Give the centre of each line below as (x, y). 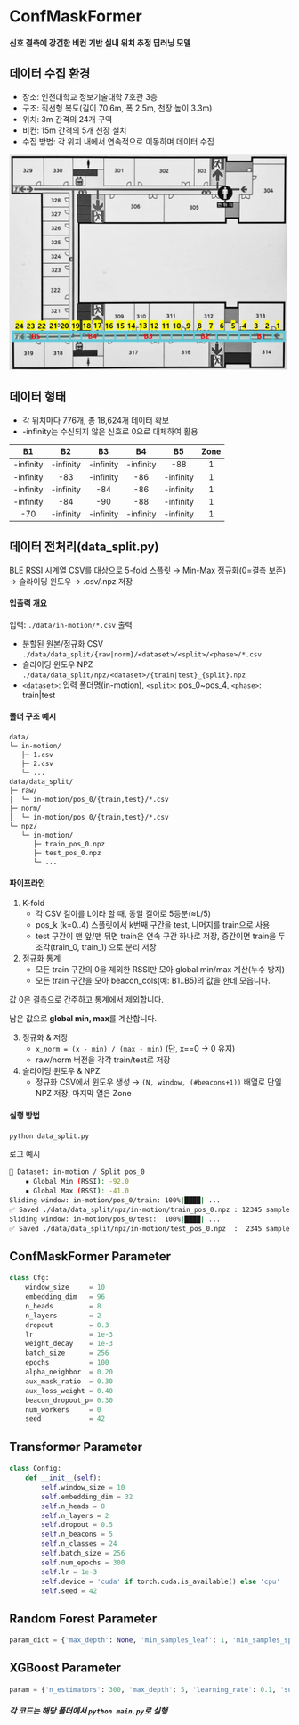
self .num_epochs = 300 (83, 1563)
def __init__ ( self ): (63, 1478)
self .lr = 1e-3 (69, 1572)
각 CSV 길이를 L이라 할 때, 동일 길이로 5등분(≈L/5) (123, 914)
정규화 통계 (41, 958)
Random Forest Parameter (83, 1618)
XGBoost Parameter (65, 1668)
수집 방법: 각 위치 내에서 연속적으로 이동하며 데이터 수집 (118, 141)
